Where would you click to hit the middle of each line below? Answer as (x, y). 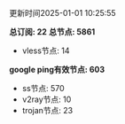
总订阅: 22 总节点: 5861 (52, 32)
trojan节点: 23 (47, 110)
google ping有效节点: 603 (57, 70)
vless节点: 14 (46, 50)
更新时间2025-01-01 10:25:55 (63, 13)
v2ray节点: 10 (47, 99)
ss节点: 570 (43, 88)
